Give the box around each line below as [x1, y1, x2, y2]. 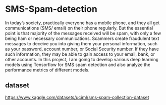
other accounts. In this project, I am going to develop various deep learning [5, 56, 159, 62]
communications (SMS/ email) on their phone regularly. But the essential [5, 25, 153, 31]
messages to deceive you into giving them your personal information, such [5, 40, 158, 46]
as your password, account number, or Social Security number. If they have [5, 46, 159, 52]
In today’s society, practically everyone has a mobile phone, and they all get [5, 20, 160, 26]
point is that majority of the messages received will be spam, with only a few [5, 30, 162, 36]
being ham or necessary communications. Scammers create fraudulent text [5, 35, 160, 41]
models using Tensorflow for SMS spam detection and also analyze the [5, 62, 151, 68]
